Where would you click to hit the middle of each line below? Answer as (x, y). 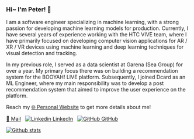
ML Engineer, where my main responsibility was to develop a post (85, 83)
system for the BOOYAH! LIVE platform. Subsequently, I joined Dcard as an (96, 77)
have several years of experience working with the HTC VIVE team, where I (96, 35)
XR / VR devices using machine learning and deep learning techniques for (95, 47)
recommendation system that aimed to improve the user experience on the (96, 90)
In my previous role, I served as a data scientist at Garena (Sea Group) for (94, 65)
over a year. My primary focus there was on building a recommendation (92, 71)
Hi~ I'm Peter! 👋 (29, 9)
